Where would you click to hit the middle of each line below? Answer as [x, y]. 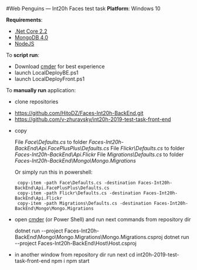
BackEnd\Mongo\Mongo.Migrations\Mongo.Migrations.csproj [89, 237]
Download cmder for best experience [60, 66]
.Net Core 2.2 [31, 31]
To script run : [23, 55]
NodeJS [24, 44]
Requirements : [24, 20]
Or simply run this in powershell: [53, 172]
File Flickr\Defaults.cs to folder [148, 148]
